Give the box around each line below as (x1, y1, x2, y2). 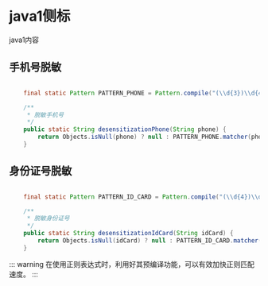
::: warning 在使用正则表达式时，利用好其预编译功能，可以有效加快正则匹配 (9, 259, 255, 269)
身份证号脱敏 (9, 164, 72, 178)
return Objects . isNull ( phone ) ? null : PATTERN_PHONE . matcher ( (37, 133, 251, 141)
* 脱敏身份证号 (26, 214, 70, 222)
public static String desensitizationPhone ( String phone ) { (23, 126, 227, 133)
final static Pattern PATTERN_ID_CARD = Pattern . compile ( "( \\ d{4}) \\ (23, 192, 259, 201)
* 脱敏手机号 (26, 110, 64, 119)
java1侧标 (9, 7, 71, 25)
